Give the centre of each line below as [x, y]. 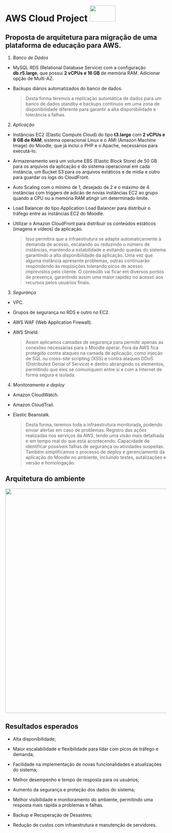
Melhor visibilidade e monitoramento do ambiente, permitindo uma [83, 799]
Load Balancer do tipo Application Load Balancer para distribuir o [82, 208]
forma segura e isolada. [50, 375]
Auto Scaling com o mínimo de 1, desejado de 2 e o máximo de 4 [81, 187]
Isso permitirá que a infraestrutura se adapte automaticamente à [93, 239]
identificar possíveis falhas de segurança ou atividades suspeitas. [95, 446]
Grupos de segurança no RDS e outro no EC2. [61, 312]
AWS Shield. [26, 332]
